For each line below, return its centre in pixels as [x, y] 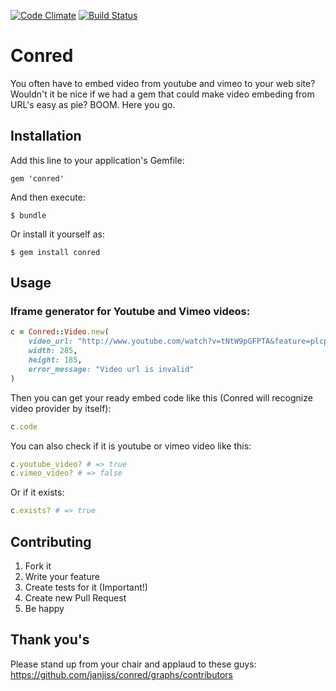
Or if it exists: [37, 492]
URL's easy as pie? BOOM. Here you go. [93, 104]
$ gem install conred [55, 252]
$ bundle [28, 215]
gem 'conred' [37, 178]
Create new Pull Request [75, 598]
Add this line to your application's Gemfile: [97, 160]
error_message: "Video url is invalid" [111, 369]
